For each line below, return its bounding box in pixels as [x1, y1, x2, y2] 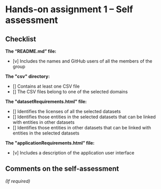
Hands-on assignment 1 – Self [5, 4, 134, 15]
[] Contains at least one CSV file [12, 83, 80, 89]
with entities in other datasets [12, 119, 75, 125]
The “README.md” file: [5, 48, 57, 54]
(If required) [5, 178, 30, 184]
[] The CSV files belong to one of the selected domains [12, 89, 128, 95]
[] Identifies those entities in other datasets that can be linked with [12, 125, 151, 130]
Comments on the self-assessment [5, 165, 119, 173]
